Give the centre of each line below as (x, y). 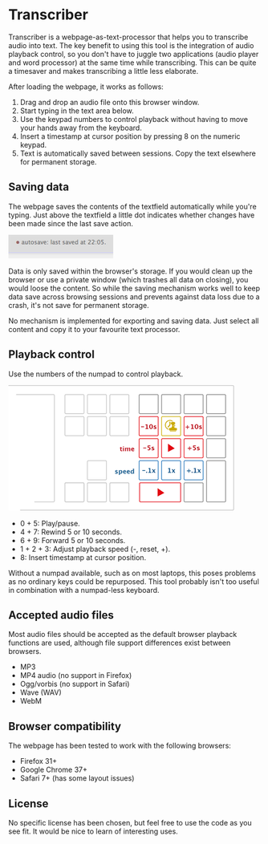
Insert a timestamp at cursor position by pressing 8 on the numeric (130, 136)
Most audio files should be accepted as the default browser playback (123, 635)
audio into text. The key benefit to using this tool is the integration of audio (131, 45)
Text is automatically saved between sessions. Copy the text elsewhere (138, 153)
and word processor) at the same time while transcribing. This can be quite (132, 63)
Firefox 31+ (39, 761)
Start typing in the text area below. (77, 111)
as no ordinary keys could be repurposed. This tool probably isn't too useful (134, 581)
